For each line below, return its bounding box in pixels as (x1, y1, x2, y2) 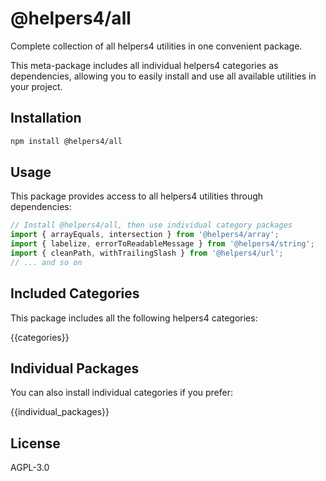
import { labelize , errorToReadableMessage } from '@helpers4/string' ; (10, 239, 315, 249)
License (10, 435, 61, 452)
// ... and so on (10, 257, 83, 267)
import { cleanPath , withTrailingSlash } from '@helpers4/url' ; (10, 248, 284, 259)
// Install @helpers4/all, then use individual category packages (10, 220, 293, 231)
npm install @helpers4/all (10, 136, 123, 146)
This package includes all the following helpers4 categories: (10, 312, 258, 324)
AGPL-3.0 (10, 462, 50, 474)
